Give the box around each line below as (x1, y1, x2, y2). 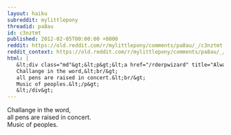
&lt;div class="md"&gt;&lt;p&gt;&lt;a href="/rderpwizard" (16, 61, 189, 68)
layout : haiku (7, 10, 48, 17)
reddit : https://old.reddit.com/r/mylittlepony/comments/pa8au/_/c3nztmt (7, 42, 223, 49)
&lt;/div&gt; (16, 87, 54, 94)
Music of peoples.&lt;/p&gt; (16, 81, 100, 87)
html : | (7, 55, 30, 62)
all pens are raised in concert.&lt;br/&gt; (16, 74, 146, 81)
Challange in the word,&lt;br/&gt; (16, 67, 118, 74)
